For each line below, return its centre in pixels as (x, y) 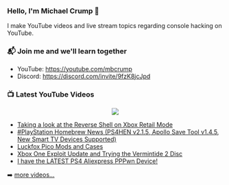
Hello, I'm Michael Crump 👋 (53, 11)
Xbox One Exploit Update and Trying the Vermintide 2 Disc (100, 153)
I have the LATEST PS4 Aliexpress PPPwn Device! (87, 161)
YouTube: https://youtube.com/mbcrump (74, 69)
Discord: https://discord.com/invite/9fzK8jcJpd (84, 76)
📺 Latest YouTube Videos (51, 94)
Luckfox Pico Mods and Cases (60, 146)
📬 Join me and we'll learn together (67, 51)
